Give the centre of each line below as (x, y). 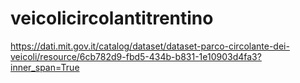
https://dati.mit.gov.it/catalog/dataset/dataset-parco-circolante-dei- (150, 46)
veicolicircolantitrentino (112, 18)
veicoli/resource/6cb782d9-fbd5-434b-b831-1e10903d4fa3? (136, 56)
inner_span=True (45, 67)
